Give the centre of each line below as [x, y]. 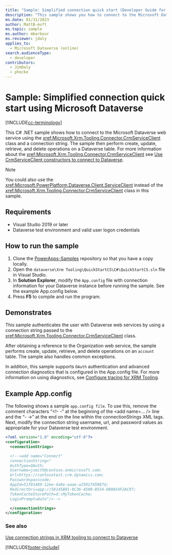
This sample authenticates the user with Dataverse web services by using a [85, 325]
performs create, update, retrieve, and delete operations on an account [80, 351]
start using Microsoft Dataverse [74, 108]
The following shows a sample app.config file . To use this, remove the [81, 406]
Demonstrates [29, 313]
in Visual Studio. [30, 274]
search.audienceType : [28, 53]
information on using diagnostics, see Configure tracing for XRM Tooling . [82, 378]
